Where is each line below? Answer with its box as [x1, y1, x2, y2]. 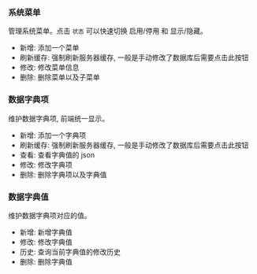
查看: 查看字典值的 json [19, 150, 95, 159]
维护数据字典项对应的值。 [8, 210, 91, 220]
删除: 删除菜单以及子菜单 [19, 72, 100, 82]
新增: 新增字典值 [19, 227, 73, 237]
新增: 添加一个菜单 [19, 43, 80, 53]
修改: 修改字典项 [19, 160, 73, 169]
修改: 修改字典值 [19, 237, 73, 246]
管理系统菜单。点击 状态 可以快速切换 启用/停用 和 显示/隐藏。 [8, 26, 207, 36]
